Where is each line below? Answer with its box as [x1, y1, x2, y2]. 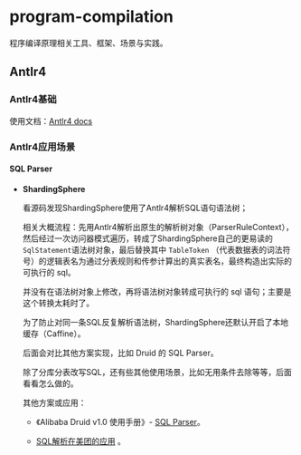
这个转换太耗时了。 [22, 297, 95, 308]
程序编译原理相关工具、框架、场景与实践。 [9, 37, 168, 48]
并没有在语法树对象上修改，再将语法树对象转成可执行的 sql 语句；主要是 [22, 286, 292, 296]
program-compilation [9, 6, 174, 27]
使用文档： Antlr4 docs [9, 115, 93, 126]
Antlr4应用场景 [9, 140, 76, 153]
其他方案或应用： [22, 397, 87, 408]
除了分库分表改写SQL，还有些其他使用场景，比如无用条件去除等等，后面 [22, 366, 292, 377]
